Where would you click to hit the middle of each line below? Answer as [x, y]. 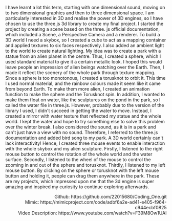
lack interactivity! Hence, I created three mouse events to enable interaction [85, 143]
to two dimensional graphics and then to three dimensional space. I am [80, 13]
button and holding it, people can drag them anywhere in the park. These [82, 176]
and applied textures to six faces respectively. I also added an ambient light [85, 45]
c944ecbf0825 [151, 207]
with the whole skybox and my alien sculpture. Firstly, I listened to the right [84, 149]
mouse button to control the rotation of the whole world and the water [79, 154]
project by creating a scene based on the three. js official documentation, [83, 29]
